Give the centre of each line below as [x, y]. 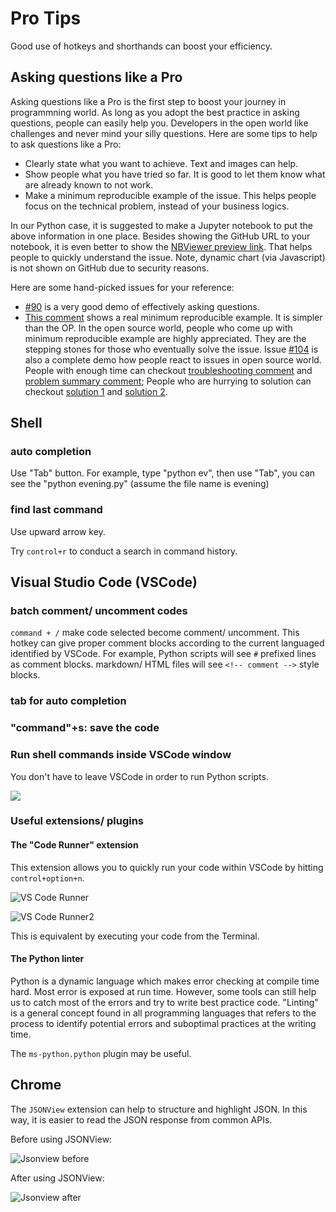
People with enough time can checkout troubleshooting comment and [168, 370]
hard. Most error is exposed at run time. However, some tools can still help [163, 991]
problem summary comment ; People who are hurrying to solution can [168, 381]
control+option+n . [47, 878]
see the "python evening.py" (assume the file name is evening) [140, 484]
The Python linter [47, 959]
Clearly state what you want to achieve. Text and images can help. [161, 163]
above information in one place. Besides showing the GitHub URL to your [160, 236]
